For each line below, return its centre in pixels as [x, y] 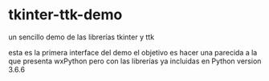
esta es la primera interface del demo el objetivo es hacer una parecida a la [133, 52]
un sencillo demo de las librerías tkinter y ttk [82, 37]
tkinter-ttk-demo [65, 15]
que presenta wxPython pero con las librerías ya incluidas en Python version [135, 61]
